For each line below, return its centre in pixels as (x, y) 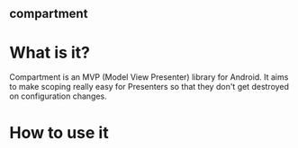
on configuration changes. (58, 96)
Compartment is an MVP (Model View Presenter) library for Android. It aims (149, 77)
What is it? (50, 52)
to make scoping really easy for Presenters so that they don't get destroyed (149, 87)
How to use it (59, 132)
